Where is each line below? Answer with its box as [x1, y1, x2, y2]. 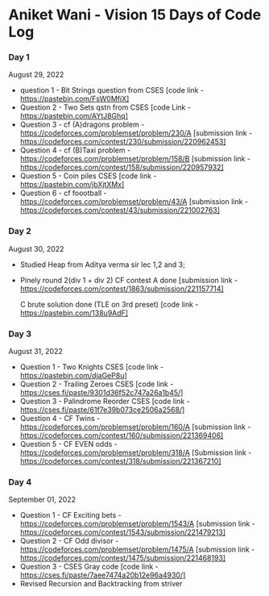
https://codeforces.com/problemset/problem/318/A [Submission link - [19, 448, 252, 457]
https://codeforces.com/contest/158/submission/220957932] [19, 163, 224, 173]
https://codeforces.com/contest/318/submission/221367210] [19, 456, 221, 466]
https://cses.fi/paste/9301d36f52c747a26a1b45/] [19, 388, 184, 398]
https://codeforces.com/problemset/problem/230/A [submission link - [19, 128, 253, 138]
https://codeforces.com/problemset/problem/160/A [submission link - [19, 422, 251, 432]
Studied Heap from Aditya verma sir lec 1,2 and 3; [19, 260, 185, 269]
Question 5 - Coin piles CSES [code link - [19, 171, 157, 181]
